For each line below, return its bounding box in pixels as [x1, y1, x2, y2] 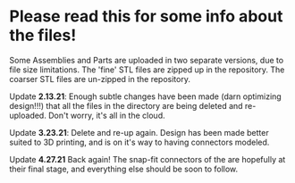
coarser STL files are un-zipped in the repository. [9, 73, 190, 84]
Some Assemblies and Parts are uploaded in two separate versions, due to [9, 54, 284, 65]
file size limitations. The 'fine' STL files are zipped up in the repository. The [9, 64, 285, 75]
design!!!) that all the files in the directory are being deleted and [9, 100, 243, 111]
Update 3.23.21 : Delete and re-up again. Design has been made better [9, 127, 270, 137]
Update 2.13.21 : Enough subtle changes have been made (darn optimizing [9, 91, 282, 102]
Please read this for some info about [9, 6, 283, 27]
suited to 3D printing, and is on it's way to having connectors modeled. [9, 137, 270, 147]
